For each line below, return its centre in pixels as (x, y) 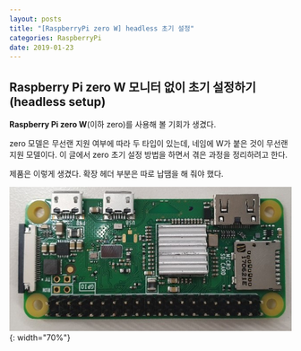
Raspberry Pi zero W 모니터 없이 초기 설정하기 (133, 87)
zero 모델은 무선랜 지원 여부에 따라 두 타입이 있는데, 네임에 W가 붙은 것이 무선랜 (149, 144)
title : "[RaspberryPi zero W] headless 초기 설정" (102, 28)
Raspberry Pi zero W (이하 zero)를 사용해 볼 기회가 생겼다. (113, 125)
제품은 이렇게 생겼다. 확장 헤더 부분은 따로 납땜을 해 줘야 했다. (116, 174)
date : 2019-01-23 (42, 48)
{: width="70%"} (40, 338)
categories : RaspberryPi (56, 38)
